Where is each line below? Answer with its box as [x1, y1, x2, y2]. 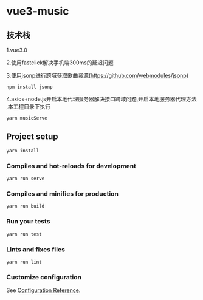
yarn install [6, 148, 40, 154]
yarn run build [6, 203, 45, 210]
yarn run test [6, 231, 43, 237]
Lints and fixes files [6, 245, 66, 253]
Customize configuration [6, 273, 82, 281]
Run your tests [6, 217, 50, 226]
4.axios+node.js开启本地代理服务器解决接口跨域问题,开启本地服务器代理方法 [6, 95, 197, 103]
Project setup [6, 132, 59, 142]
